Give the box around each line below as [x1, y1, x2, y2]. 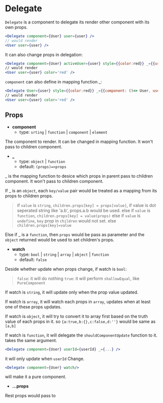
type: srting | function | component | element [19, 129, 108, 135]
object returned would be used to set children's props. [5, 237, 114, 242]
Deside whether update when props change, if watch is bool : [5, 266, 127, 272]
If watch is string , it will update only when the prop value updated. [5, 289, 139, 295]
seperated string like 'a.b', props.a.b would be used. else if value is [16, 207, 150, 213]
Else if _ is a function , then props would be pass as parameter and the [5, 231, 145, 237]
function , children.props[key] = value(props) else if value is [16, 213, 141, 219]
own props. [5, 24, 28, 30]
